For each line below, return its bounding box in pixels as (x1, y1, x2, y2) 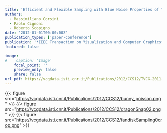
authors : (5, 12, 23, 17)
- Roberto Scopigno (9, 26, 50, 31)
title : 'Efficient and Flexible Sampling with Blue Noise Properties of (5, 7, 159, 12)
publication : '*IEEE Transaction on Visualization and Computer (5, 40, 141, 45)
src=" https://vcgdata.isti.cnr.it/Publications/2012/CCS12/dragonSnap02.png (5, 106, 161, 112)
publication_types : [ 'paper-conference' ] (5, 35, 92, 40)
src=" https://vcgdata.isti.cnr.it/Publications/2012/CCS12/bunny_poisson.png (5, 95, 161, 101)
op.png (5, 122, 20, 128)
